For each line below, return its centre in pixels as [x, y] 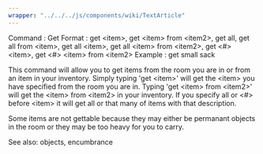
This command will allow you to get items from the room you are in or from [130, 70]
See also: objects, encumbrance [60, 141]
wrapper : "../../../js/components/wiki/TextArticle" [97, 15]
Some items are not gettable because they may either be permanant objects [132, 118]
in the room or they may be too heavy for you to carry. [96, 126]
